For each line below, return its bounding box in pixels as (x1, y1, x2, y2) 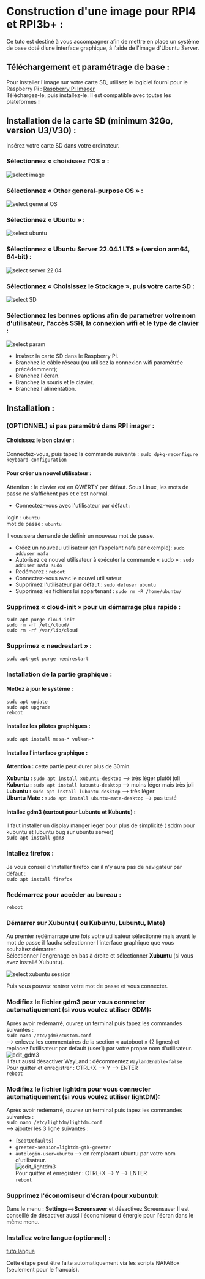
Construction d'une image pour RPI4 (6, 4, 196, 18)
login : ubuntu (6, 514, 40, 521)
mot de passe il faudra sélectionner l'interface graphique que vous (6, 939, 174, 946)
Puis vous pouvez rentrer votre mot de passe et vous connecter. (6, 982, 168, 990)
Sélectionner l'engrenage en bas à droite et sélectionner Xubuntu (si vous (6, 952, 194, 959)
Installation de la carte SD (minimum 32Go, (6, 116, 173, 127)
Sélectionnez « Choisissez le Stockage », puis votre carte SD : (6, 281, 195, 290)
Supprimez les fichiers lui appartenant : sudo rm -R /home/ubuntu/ (15, 588, 182, 595)
